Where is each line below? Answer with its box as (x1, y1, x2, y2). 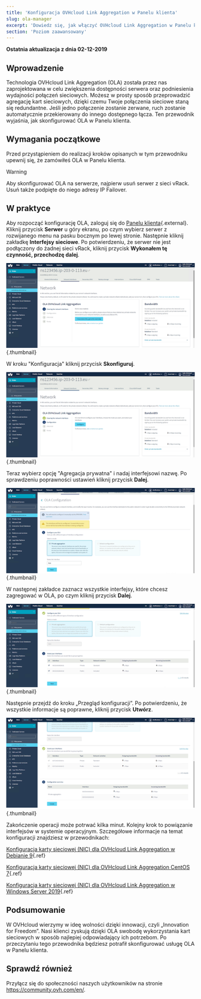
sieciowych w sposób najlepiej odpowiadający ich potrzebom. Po (6, 933, 167, 941)
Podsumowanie (6, 905, 66, 915)
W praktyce (6, 203, 51, 213)
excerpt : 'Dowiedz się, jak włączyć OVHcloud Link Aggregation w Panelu (6, 22, 191, 28)
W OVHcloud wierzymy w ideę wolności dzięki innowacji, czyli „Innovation (6, 921, 190, 928)
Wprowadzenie (6, 63, 64, 73)
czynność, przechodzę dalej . (6, 251, 80, 258)
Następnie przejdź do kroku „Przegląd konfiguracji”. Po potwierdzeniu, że (6, 699, 187, 707)
